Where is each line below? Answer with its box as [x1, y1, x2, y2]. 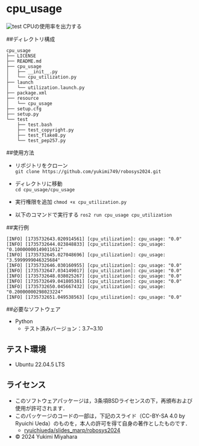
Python [14, 317, 33, 325]
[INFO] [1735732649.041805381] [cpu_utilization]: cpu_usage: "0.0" [6, 278, 182, 284]
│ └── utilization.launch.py [6, 84, 85, 91]
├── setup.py [6, 111, 39, 117]
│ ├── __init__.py [6, 68, 58, 74]
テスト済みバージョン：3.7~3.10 [24, 324, 104, 332]
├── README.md [6, 58, 42, 64]
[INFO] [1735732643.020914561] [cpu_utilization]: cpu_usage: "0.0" [6, 235, 182, 242]
